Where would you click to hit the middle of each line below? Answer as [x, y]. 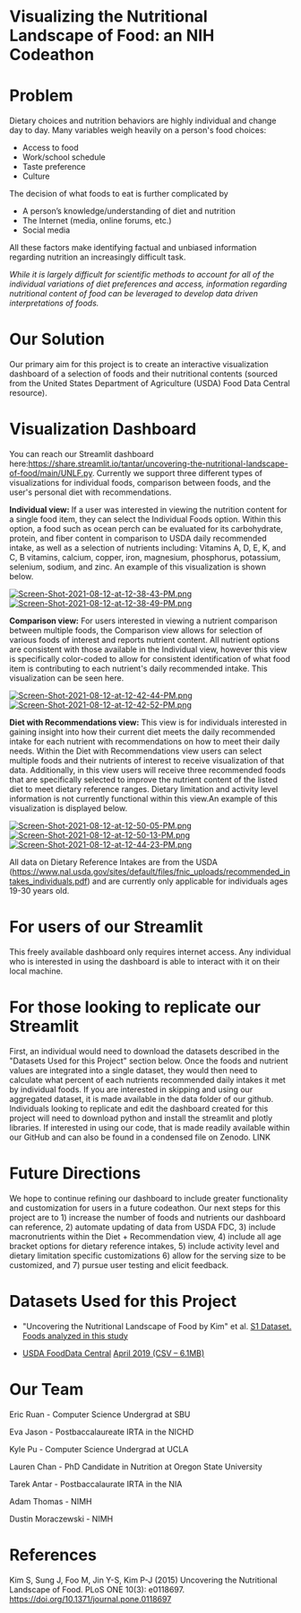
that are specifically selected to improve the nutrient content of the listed [143, 780]
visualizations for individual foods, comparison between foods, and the [140, 483]
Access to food [50, 148]
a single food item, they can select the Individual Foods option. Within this [146, 519]
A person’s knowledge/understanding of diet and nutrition [129, 211]
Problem [41, 96]
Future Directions [75, 1173]
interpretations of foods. [54, 304]
